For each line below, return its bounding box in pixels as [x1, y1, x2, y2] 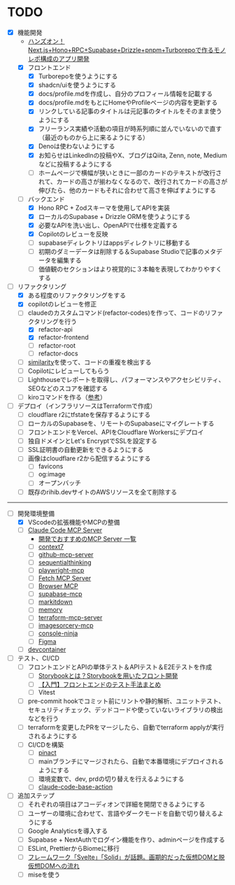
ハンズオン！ [27, 37, 65, 45]
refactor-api [38, 325, 73, 334]
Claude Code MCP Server [27, 525, 103, 534]
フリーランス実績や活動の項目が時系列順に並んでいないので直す [38, 125, 222, 133]
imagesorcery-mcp [38, 621, 94, 630]
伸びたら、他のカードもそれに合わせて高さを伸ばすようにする [38, 186, 217, 194]
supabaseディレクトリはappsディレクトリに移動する [38, 239, 191, 247]
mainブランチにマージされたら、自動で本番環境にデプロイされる [38, 757, 224, 766]
